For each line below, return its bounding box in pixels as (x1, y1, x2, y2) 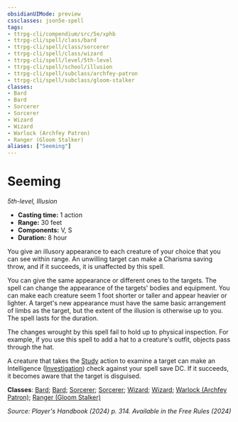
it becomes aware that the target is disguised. (7, 371, 141, 381)
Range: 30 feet (17, 218, 63, 227)
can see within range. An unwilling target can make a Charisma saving (7, 255, 213, 263)
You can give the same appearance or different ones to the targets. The (7, 276, 217, 285)
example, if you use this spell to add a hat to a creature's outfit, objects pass (7, 335, 231, 344)
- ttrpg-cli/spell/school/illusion (7, 63, 113, 70)
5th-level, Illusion (7, 197, 58, 206)
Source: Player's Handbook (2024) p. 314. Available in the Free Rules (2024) (7, 407, 232, 416)
